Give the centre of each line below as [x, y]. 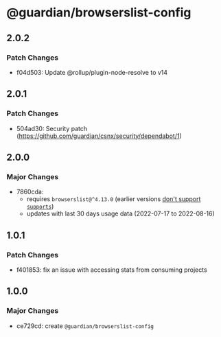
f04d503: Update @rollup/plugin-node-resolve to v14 [92, 72]
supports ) [40, 207]
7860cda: [30, 192]
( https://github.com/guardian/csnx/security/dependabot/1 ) [99, 136]
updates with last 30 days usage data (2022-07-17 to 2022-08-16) [121, 213]
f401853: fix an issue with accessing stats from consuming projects [112, 270]
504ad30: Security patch [52, 128]
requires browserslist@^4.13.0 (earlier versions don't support [114, 199]
